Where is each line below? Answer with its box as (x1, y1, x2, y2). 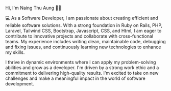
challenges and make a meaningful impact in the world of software (5, 75, 145, 81)
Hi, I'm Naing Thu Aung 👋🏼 (5, 5, 62, 11)
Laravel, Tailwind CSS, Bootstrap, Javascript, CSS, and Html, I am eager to (5, 28, 162, 34)
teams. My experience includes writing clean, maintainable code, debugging (5, 39, 166, 44)
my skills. (5, 49, 25, 55)
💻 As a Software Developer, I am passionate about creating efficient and (5, 15, 158, 21)
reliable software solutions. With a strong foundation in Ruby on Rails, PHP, (5, 22, 163, 28)
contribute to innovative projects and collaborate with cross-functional (5, 33, 154, 39)
